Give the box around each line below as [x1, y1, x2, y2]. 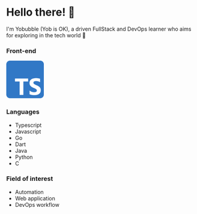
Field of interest [6, 174, 53, 183]
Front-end [6, 46, 37, 55]
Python [14, 153, 33, 160]
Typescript [14, 121, 42, 129]
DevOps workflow [14, 201, 60, 208]
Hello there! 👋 [6, 5, 75, 19]
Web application [14, 195, 55, 202]
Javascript [14, 127, 41, 135]
